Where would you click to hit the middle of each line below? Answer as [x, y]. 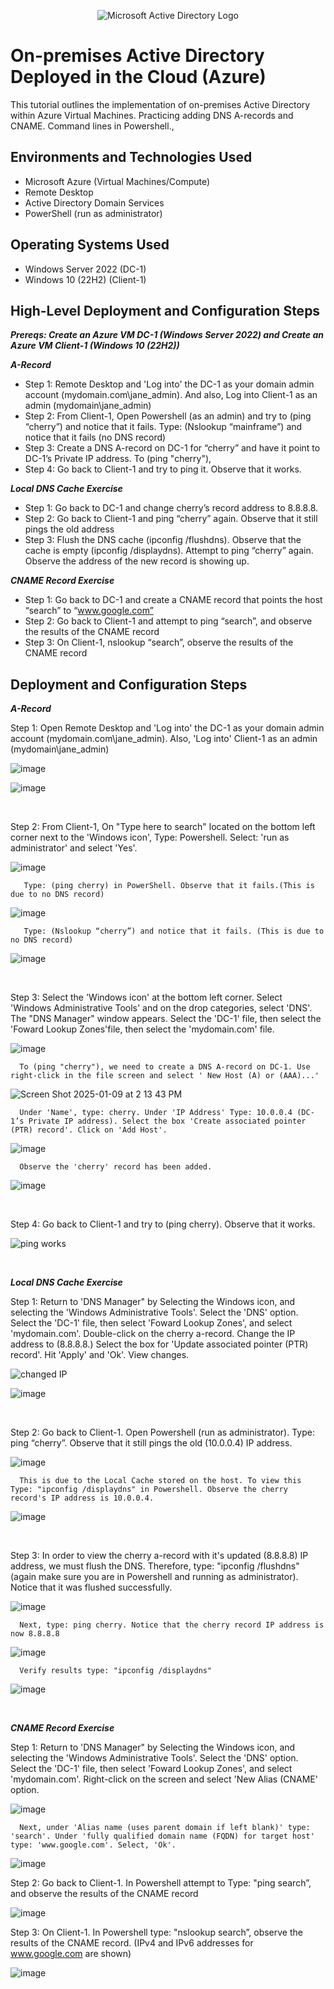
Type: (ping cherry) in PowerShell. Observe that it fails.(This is [169, 886]
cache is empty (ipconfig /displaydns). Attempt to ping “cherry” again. [169, 551]
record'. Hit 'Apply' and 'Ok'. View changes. [100, 1355]
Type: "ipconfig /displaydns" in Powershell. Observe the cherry [149, 1490]
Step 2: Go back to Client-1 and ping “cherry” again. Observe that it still [171, 519]
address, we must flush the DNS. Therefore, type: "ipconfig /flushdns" [155, 1566]
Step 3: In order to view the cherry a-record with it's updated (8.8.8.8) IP [159, 1556]
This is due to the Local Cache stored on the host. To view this [160, 1481]
